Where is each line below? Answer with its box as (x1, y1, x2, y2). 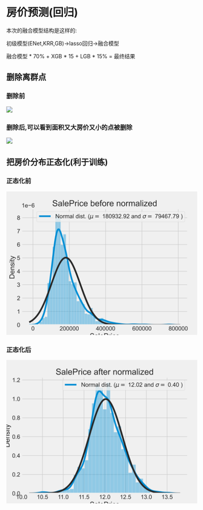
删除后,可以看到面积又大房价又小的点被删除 (6, 123, 133, 131)
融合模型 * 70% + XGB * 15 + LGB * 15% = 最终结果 (6, 52, 135, 59)
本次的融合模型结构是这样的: (6, 27, 78, 34)
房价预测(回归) (6, 5, 79, 19)
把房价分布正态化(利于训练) (6, 157, 108, 168)
